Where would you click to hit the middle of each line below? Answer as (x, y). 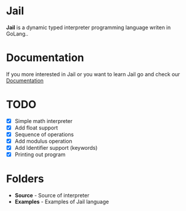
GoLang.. (17, 33)
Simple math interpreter (44, 121)
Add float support (36, 127)
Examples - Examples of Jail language (62, 202)
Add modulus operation (43, 141)
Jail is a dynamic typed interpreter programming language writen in (89, 27)
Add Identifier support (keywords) (56, 148)
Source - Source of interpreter (52, 196)
